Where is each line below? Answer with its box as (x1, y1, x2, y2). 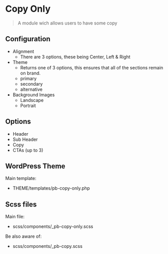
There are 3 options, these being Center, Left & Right (20, 54, 130, 60)
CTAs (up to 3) (12, 147, 44, 153)
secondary (20, 81, 43, 87)
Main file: (5, 214, 25, 220)
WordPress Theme (5, 162, 65, 170)
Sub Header (12, 136, 38, 142)
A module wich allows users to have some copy (17, 20, 118, 26)
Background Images (12, 91, 55, 97)
